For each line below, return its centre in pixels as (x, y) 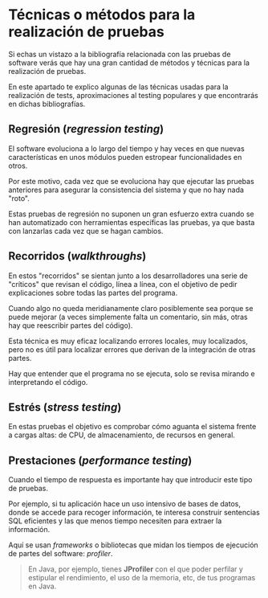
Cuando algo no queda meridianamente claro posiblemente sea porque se (131, 308)
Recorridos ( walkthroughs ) (77, 256)
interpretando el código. (48, 382)
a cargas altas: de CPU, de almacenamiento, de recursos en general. (122, 435)
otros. (18, 166)
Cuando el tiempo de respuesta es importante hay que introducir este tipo (130, 480)
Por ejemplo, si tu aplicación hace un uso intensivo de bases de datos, (124, 504)
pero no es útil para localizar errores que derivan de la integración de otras (132, 349)
